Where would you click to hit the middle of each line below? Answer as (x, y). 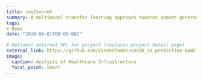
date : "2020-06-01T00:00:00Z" (44, 34)
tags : (13, 23)
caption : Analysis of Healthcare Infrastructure (74, 62)
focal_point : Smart (36, 67)
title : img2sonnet (29, 12)
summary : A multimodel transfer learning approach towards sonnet (92, 17)
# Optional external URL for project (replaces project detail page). (97, 45)
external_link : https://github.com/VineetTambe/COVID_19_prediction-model (102, 51)
